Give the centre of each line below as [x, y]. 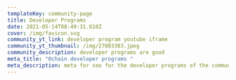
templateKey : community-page [50, 14]
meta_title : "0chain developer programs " [70, 59]
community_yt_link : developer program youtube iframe [88, 40]
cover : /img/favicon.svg [44, 33]
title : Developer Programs [47, 20]
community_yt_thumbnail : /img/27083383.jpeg [73, 46]
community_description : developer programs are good [86, 53]
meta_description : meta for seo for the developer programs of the [108, 65]
